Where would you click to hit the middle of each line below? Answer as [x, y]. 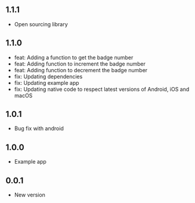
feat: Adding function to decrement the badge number [81, 70]
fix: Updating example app [47, 82]
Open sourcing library [41, 24]
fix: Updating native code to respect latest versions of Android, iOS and [102, 89]
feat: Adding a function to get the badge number [74, 57]
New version [30, 195]
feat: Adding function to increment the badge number [80, 64]
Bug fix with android [39, 128]
